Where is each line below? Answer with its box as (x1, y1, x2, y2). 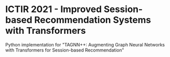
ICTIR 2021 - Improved (5, 4, 102, 15)
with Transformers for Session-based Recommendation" (5, 47, 124, 53)
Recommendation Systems (34, 14, 152, 26)
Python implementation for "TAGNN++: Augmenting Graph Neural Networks (5, 41, 165, 47)
